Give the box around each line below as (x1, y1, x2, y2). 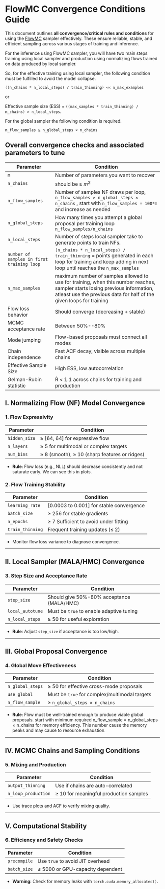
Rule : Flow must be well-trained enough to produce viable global (12, 711, 143, 718)
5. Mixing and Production (5, 761, 66, 768)
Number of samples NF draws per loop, (55, 189, 146, 196)
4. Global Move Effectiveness (5, 662, 77, 669)
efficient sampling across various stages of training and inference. (5, 40, 139, 46)
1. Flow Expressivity (5, 414, 54, 421)
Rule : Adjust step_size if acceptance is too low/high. (12, 628, 119, 634)
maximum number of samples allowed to (55, 273, 149, 280)
